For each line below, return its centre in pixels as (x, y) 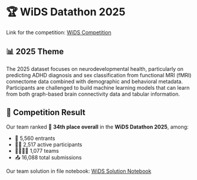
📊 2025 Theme (35, 52)
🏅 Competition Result (46, 112)
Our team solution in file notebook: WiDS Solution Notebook (79, 171)
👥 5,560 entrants (35, 138)
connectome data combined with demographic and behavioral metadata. (95, 81)
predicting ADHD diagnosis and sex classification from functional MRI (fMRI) (99, 75)
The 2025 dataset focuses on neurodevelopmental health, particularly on (95, 68)
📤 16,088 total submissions (48, 157)
